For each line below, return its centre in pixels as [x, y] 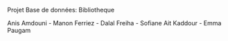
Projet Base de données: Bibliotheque [61, 10]
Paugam [19, 30]
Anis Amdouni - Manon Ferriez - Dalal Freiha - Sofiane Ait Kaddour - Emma [114, 23]
